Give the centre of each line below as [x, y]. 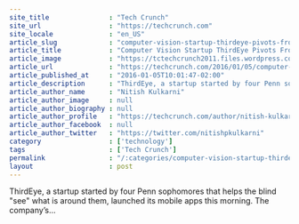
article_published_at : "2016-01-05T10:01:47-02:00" [117, 76]
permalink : [61, 158]
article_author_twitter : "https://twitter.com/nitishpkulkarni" [137, 133]
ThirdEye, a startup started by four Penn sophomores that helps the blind [143, 191]
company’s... [32, 211]
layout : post [71, 166]
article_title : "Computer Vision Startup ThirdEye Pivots [143, 51]
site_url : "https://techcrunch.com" [111, 26]
